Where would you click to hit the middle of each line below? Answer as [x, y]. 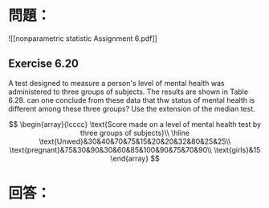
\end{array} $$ [135, 158]
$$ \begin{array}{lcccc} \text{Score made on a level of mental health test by [135, 124]
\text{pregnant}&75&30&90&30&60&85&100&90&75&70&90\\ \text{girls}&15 [135, 149]
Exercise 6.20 [43, 64]
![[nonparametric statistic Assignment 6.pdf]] [83, 38]
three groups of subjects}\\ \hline [135, 133]
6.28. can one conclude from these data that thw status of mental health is [132, 100]
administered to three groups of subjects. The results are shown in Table [128, 92]
